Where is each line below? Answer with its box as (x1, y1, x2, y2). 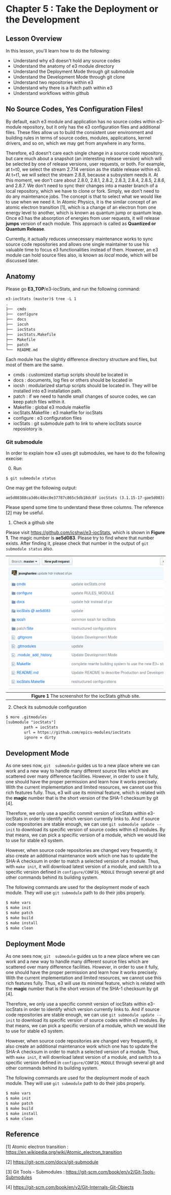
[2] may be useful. (6, 510, 44, 516)
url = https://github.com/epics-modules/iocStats (24, 730, 131, 735)
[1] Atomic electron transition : (6, 1143, 69, 1150)
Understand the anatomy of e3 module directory (13, 63, 115, 69)
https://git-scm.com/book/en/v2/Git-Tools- (65, 1168, 156, 1175)
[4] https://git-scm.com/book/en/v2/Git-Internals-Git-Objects (6, 1184, 134, 1190)
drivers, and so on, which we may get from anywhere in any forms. (6, 140, 146, 146)
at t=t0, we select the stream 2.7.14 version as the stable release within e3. (6, 166, 161, 172)
